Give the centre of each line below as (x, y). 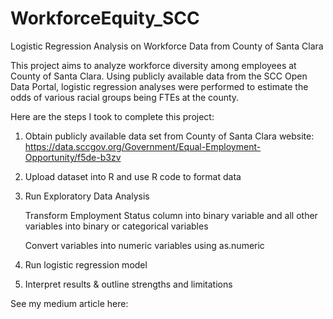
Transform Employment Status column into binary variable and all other (171, 215)
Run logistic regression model (86, 264)
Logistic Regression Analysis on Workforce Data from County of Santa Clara (167, 46)
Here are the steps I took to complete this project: (112, 116)
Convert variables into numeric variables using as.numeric (144, 245)
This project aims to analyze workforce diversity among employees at (153, 65)
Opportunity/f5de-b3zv (73, 157)
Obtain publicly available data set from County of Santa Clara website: (169, 136)
